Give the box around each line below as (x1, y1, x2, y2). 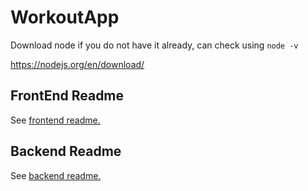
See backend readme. (10, 169, 102, 181)
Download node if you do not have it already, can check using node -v (10, 39, 299, 51)
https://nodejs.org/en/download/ (10, 58, 145, 70)
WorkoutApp (10, 6, 120, 29)
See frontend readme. (10, 114, 101, 126)
